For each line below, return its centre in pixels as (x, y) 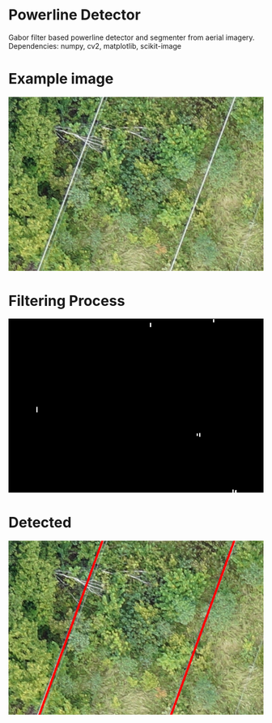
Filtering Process (67, 301)
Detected (40, 523)
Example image (61, 79)
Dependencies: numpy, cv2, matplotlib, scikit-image (95, 45)
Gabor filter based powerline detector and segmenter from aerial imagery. (132, 37)
